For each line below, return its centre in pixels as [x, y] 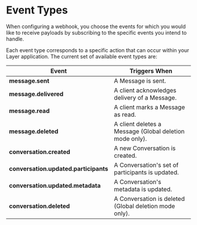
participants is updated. [147, 172]
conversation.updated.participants [59, 169]
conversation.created [40, 152]
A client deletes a [138, 124]
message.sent [29, 81]
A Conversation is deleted [150, 199]
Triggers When [151, 71]
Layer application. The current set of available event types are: [82, 56]
